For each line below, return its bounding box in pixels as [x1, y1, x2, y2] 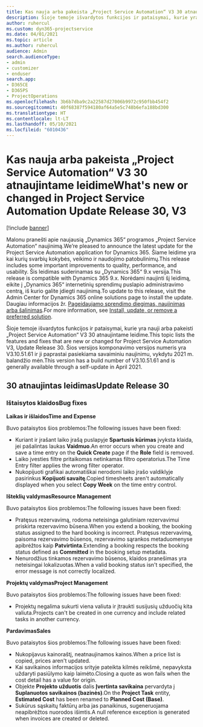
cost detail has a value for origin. [14, 676, 97, 683]
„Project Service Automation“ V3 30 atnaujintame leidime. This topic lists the [6, 331, 195, 338]
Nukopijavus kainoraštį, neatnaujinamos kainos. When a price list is [14, 650, 181, 658]
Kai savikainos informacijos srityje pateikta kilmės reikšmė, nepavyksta [14, 663, 192, 671]
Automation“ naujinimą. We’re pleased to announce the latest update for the [6, 242, 193, 250]
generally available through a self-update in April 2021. [6, 363, 143, 370]
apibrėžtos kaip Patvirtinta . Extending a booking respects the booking [14, 541, 189, 549]
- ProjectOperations [6, 93, 59, 99]
